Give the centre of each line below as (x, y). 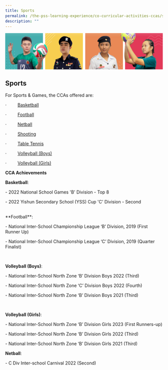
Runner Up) (17, 232)
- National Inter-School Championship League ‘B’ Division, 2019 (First (76, 226)
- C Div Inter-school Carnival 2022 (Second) (51, 363)
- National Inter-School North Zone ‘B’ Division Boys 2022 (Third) (72, 276)
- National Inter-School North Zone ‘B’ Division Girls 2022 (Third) (72, 334)
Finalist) (13, 247)
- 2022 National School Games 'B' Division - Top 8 (57, 192)
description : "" (22, 21)
